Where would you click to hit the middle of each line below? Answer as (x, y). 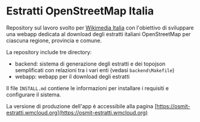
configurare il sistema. (34, 94)
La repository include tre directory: (49, 52)
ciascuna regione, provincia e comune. (54, 40)
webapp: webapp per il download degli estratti (72, 76)
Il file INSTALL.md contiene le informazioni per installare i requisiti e (87, 88)
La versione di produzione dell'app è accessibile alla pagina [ (81, 106)
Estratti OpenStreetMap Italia (80, 11)
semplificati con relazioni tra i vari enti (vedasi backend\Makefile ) (95, 70)
